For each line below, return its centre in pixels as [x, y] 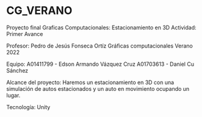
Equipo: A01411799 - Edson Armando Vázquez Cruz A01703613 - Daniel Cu [100, 64]
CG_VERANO [39, 11]
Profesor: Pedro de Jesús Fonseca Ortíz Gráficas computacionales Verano [100, 46]
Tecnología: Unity [28, 107]
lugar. [13, 95]
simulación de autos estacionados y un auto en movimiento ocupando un [98, 88]
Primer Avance [25, 34]
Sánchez [17, 70]
